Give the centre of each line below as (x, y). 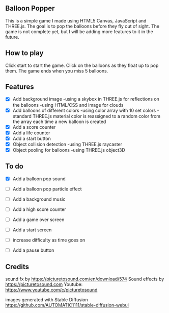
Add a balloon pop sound (39, 179)
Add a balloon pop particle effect (47, 189)
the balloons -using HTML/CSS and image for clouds (68, 105)
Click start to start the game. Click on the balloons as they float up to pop (82, 65)
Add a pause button (33, 250)
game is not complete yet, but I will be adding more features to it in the (79, 31)
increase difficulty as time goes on (49, 240)
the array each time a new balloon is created (59, 122)
